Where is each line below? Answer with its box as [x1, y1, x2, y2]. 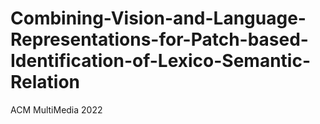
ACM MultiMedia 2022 [10, 103, 103, 116]
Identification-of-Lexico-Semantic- [10, 50, 312, 72]
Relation [10, 71, 81, 94]
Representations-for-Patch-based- [10, 28, 309, 51]
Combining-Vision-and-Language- [10, 7, 307, 30]
